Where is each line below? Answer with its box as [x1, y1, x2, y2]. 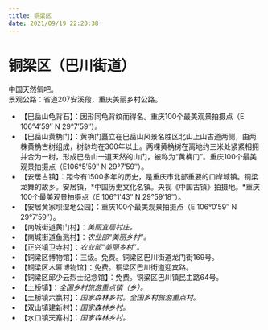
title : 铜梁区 [8, 11, 52, 20]
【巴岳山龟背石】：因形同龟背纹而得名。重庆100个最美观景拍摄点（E [19, 112, 245, 122]
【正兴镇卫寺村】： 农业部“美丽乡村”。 [19, 242, 144, 252]
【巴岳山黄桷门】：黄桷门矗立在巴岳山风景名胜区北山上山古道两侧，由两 [19, 132, 257, 142]
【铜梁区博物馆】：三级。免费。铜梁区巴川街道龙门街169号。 [19, 253, 219, 262]
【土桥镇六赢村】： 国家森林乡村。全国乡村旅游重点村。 [19, 293, 200, 303]
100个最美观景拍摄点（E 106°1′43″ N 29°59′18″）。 [19, 192, 186, 202]
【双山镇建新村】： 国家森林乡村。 [19, 303, 130, 312]
